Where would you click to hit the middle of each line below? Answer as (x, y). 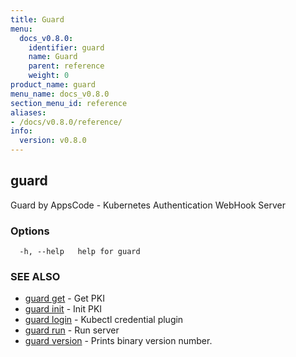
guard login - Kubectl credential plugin (104, 320)
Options (30, 231)
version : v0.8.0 (53, 141)
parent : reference (66, 66)
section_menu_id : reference (69, 103)
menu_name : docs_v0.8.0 (60, 94)
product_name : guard (53, 85)
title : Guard (37, 19)
